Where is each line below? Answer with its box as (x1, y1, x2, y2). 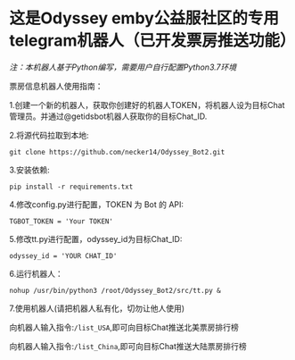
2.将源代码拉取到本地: (9, 130, 89, 140)
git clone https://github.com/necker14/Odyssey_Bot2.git (9, 147, 225, 156)
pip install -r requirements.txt (9, 182, 134, 191)
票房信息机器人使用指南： (9, 80, 103, 91)
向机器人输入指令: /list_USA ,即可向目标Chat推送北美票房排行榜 (9, 322, 239, 332)
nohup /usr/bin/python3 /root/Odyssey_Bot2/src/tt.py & (9, 286, 221, 295)
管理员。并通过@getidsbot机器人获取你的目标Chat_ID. (9, 111, 208, 121)
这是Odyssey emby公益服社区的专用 (9, 8, 279, 29)
